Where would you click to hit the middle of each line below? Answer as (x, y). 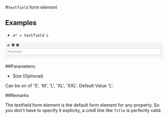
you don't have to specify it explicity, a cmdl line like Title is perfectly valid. (83, 110)
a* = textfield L (31, 35)
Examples (21, 23)
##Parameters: (21, 66)
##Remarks (17, 95)
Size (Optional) (28, 76)
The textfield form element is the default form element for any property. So (82, 105)
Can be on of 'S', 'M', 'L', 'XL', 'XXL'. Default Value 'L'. (59, 85)
